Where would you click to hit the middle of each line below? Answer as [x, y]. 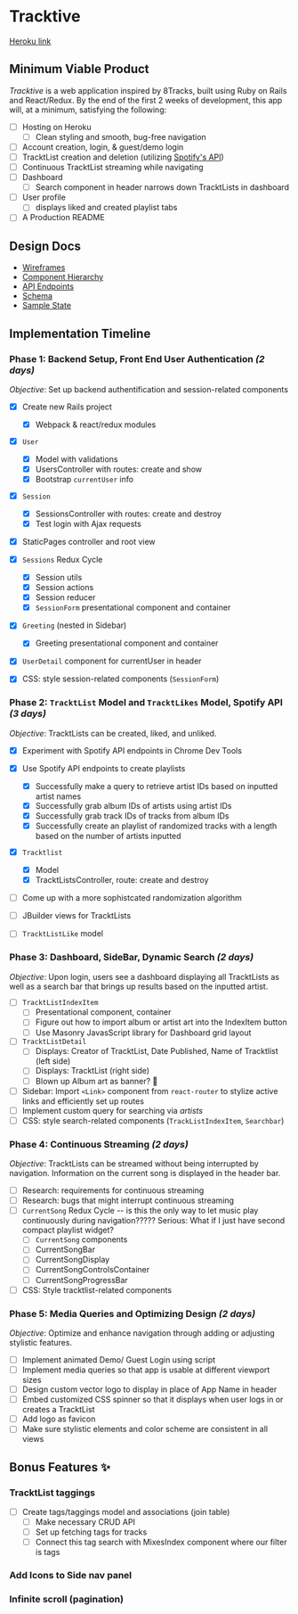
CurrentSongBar [65, 1249]
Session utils [59, 578]
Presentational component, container [103, 1012]
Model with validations [77, 459]
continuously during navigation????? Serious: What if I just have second [153, 1221]
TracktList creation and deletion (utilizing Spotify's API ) [123, 157]
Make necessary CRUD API [85, 1522]
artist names [58, 796]
